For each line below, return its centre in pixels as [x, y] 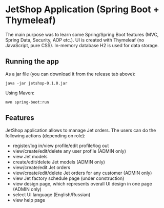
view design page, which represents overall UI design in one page [82, 183]
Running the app [32, 62]
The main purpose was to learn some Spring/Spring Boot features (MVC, [82, 34]
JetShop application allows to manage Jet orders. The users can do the [81, 130]
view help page [29, 200]
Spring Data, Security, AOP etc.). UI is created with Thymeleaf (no [75, 40]
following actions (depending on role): [45, 136]
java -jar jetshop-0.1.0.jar [36, 83]
